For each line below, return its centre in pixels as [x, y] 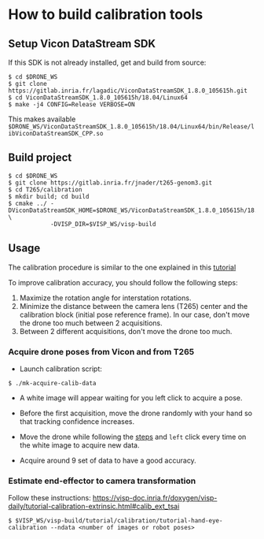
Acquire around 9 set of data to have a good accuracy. [108, 460]
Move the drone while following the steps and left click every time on [133, 437]
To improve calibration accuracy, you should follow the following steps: [123, 282]
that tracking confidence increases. [77, 421]
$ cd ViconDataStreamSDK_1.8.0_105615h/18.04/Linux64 [98, 98]
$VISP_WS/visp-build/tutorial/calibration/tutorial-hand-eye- [119, 521]
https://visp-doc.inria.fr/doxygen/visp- [155, 498]
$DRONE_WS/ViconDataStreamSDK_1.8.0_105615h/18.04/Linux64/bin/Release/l [132, 127]
